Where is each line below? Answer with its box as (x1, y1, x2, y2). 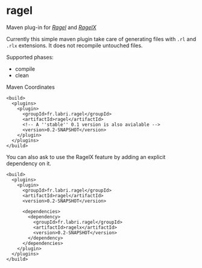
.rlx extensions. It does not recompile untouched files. (6, 42, 143, 49)
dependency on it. (6, 160, 51, 167)
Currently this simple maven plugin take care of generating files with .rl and (6, 35, 197, 42)
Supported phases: (6, 53, 54, 60)
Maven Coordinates (6, 83, 55, 91)
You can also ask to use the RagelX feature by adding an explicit (6, 153, 166, 160)
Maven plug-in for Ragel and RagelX (6, 24, 96, 31)
